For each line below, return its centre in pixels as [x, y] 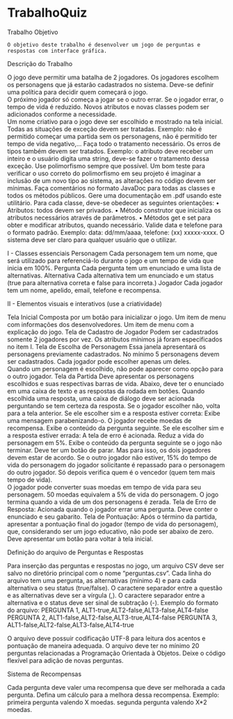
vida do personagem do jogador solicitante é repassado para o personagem [116, 464]
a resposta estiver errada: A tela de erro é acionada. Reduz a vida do [106, 435]
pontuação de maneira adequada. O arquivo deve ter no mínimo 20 [103, 645]
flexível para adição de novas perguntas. [65, 660]
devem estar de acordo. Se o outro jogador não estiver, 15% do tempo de [112, 458]
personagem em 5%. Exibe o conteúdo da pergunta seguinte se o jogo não [115, 442]
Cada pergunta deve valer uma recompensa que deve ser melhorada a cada [116, 687]
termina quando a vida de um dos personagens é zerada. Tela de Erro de [112, 501]
